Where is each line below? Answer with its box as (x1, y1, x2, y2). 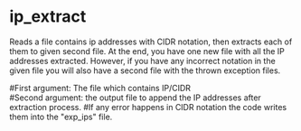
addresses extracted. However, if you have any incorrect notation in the (9, 55, 276, 66)
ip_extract (9, 6, 87, 27)
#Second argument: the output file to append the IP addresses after (9, 92, 262, 103)
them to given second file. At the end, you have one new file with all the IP (9, 45, 285, 56)
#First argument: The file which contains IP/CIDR (9, 82, 192, 93)
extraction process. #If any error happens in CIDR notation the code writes (9, 101, 287, 112)
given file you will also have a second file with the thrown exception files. (9, 65, 281, 76)
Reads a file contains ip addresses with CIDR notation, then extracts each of (9, 36, 293, 47)
